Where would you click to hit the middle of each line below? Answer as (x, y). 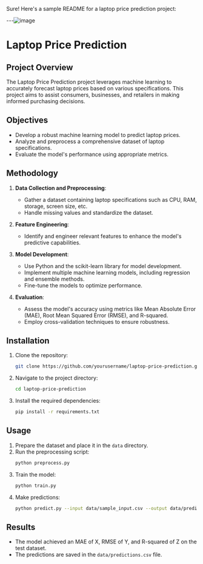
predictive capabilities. (52, 243)
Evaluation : (29, 297)
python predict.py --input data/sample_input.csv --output (91, 508)
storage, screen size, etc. (56, 206)
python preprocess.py (42, 463)
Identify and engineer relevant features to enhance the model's (103, 236)
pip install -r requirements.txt (57, 412)
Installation (28, 341)
